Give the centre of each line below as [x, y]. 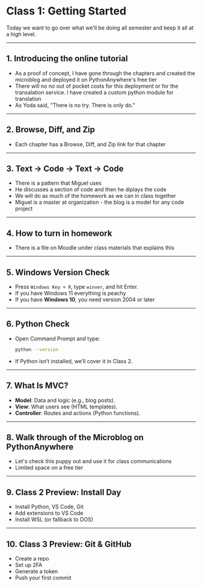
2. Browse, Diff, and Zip [50, 130]
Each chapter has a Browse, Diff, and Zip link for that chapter [90, 144]
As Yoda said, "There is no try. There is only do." [75, 105]
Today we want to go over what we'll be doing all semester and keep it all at [100, 28]
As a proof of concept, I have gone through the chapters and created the [105, 73]
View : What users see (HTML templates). [66, 407]
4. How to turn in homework [59, 233]
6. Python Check [38, 324]
